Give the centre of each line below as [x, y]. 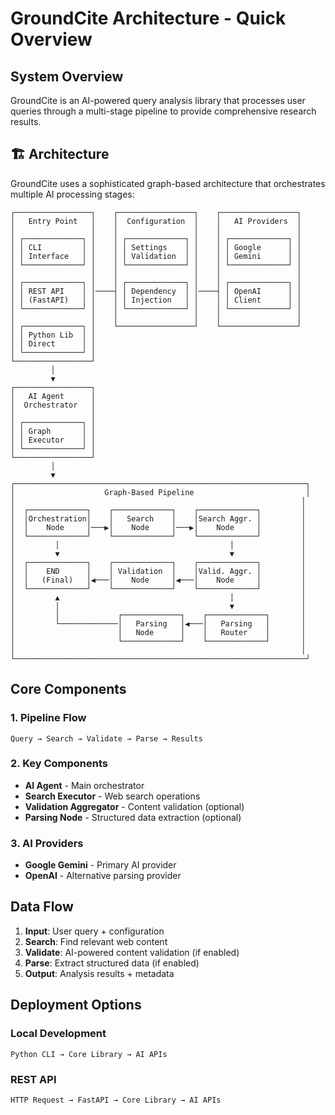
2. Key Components [59, 764]
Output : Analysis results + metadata [99, 973]
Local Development [58, 1034]
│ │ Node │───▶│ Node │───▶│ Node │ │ [158, 527]
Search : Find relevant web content [96, 941]
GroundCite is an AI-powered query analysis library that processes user [158, 100]
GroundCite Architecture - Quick [148, 18]
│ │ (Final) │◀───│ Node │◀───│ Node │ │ [158, 580]
